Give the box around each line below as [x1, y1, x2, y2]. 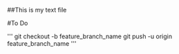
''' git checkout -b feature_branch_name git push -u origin [7, 32, 173, 40]
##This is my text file [7, 6, 67, 14]
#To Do [7, 19, 28, 27]
